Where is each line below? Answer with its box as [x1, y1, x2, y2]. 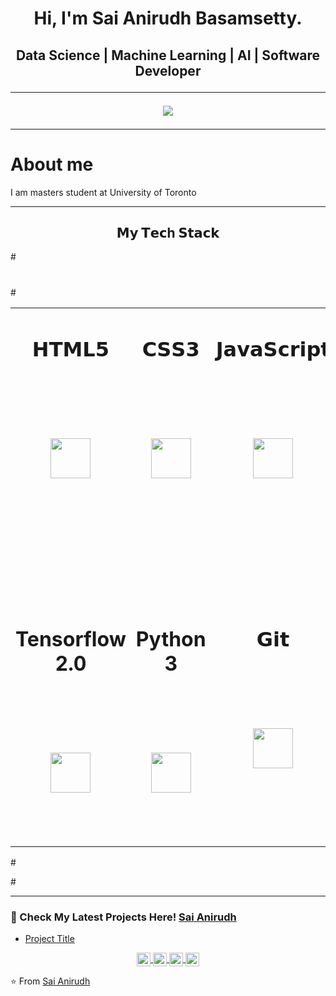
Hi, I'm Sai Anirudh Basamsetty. [33, 7, 303, 30]
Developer [134, 62, 202, 79]
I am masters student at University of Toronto [10, 186, 197, 198]
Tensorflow [15, 626, 127, 652]
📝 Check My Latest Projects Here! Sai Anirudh [10, 910, 237, 924]
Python [135, 626, 207, 652]
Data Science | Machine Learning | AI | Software [15, 47, 321, 64]
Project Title [24, 933, 75, 945]
